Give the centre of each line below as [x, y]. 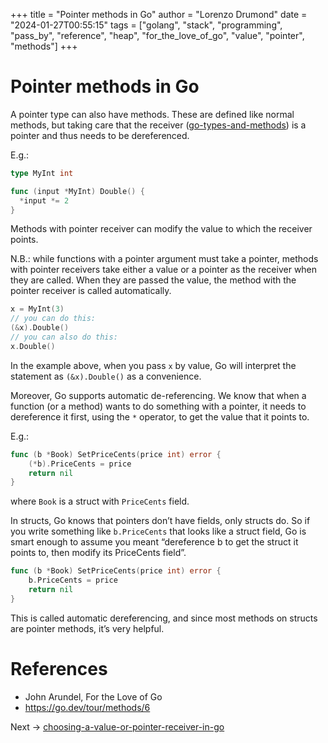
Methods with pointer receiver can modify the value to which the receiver [161, 229]
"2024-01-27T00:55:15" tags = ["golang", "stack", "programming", [146, 25]
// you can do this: [53, 319]
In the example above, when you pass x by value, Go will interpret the [153, 365]
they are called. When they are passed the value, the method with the [153, 280]
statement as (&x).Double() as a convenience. [106, 376]
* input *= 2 [44, 200]
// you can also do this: [64, 337]
